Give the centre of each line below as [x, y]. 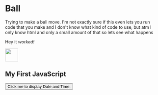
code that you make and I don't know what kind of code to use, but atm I [78, 27]
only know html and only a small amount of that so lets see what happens [79, 32]
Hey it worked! [20, 41]
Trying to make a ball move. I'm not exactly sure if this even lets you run [78, 22]
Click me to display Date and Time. [39, 86]
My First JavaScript [36, 74]
